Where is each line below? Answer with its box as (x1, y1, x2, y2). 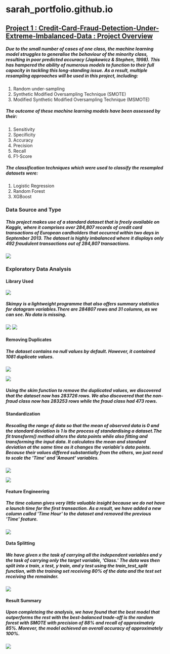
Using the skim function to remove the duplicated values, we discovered (6, 387, 161, 393)
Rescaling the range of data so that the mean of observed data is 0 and (6, 422, 159, 428)
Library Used (6, 278, 34, 284)
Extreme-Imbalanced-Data (6, 31, 92, 40)
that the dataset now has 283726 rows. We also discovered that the (6, 392, 152, 399)
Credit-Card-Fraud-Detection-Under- (38, 24, 159, 32)
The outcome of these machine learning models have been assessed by (6, 108, 161, 114)
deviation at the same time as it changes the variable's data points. (6, 444, 151, 450)
